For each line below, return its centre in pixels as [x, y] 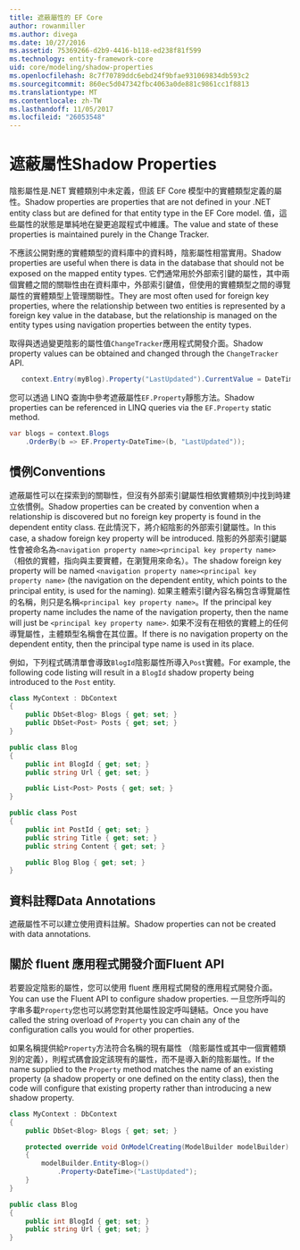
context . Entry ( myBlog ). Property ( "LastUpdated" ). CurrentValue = [141, 380]
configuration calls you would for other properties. [102, 1029]
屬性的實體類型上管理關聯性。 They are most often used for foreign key [139, 296]
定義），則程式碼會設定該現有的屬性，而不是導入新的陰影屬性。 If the [150, 1059]
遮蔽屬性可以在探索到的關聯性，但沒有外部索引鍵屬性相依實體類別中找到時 [146, 495]
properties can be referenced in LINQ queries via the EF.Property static [141, 407]
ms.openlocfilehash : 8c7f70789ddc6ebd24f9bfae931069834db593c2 [129, 76]
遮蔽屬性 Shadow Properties [113, 164]
